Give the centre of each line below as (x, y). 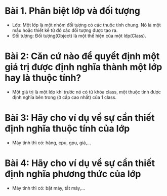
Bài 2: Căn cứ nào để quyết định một (82, 56)
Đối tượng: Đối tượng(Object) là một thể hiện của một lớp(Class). (79, 36)
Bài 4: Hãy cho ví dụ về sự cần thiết (80, 163)
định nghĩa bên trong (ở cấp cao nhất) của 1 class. (64, 97)
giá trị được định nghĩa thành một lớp (83, 67)
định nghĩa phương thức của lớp (73, 174)
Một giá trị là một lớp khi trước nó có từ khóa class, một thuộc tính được (87, 92)
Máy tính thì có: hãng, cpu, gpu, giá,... (52, 143)
